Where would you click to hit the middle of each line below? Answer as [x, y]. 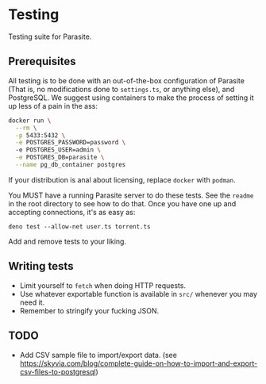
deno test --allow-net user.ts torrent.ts [79, 227]
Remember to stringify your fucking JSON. [89, 310]
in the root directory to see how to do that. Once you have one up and [122, 203]
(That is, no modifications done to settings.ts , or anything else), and [121, 89]
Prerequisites [42, 61]
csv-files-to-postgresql [58, 371]
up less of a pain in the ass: [53, 106]
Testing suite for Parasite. [50, 36]
